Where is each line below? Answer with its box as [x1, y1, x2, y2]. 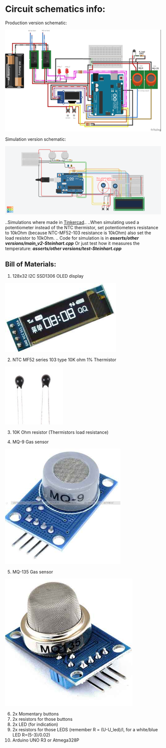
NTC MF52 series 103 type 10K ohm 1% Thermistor [12, 357, 117, 363]
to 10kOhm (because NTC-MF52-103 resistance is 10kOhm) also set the [5, 230, 152, 236]
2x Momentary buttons [12, 711, 59, 717]
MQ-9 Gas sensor [12, 439, 49, 445]
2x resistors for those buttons [12, 716, 73, 722]
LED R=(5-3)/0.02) [12, 732, 50, 738]
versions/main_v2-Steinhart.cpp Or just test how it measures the [5, 241, 140, 247]
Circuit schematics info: [5, 3, 106, 15]
